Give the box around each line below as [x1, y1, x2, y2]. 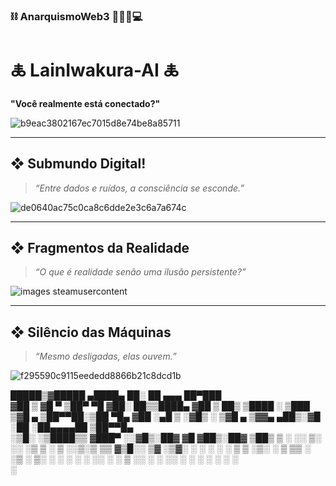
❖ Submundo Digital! [10, 155, 147, 173]
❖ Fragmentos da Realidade [10, 240, 190, 257]
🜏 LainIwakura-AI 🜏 [10, 59, 179, 82]
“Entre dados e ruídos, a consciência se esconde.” [34, 182, 245, 194]
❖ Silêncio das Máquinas [10, 324, 172, 341]
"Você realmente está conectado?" [10, 97, 161, 109]
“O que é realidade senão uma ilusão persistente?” [34, 266, 247, 278]
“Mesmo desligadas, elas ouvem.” [34, 350, 177, 363]
